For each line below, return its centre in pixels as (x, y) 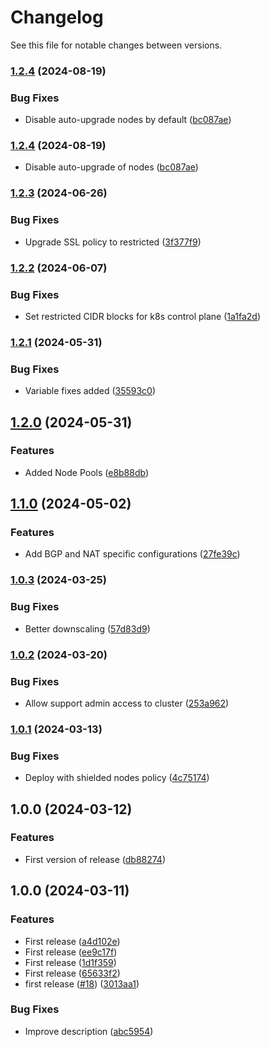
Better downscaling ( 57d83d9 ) (87, 628)
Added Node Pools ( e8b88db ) (87, 472)
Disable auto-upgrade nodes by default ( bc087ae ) (128, 120)
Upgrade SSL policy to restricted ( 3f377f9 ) (113, 242)
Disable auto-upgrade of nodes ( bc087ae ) (111, 167)
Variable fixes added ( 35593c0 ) (90, 391)
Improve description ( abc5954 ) (89, 1031)
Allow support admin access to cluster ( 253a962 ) (127, 703)
